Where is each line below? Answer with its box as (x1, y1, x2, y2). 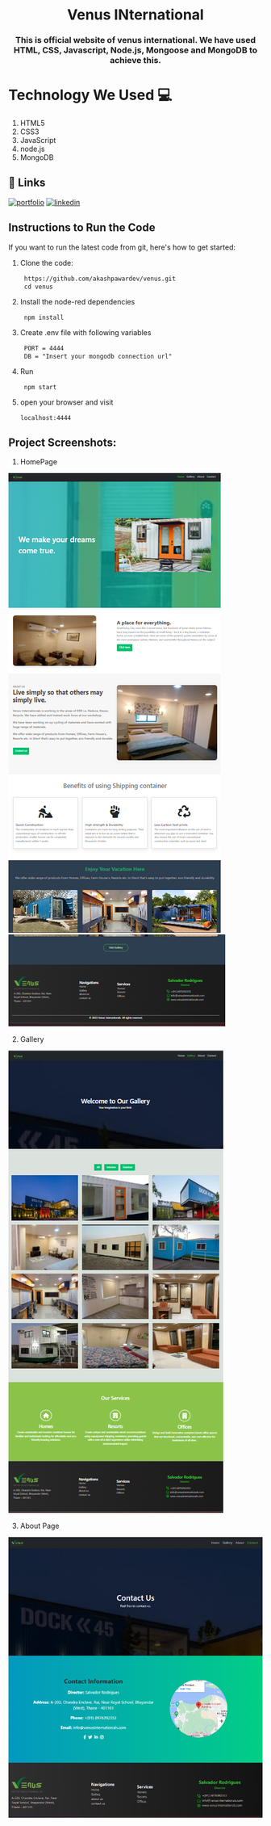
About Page (19, 1521, 60, 1531)
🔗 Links (8, 176, 46, 190)
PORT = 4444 (23, 344, 65, 352)
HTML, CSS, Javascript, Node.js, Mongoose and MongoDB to (13, 44, 258, 56)
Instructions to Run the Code (8, 220, 156, 235)
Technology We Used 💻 (8, 86, 173, 104)
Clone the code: (19, 258, 74, 267)
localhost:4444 (19, 413, 72, 422)
